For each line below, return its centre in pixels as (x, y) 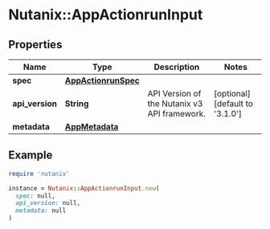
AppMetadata (92, 127)
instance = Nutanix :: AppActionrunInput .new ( (84, 188)
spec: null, (36, 196)
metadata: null (41, 211)
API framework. (177, 114)
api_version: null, (48, 203)
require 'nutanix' (39, 174)
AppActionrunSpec (102, 80)
